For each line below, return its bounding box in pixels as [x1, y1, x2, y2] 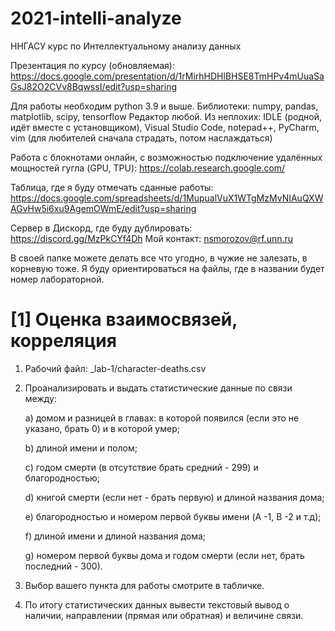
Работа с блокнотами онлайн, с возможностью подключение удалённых [10, 151, 323, 163]
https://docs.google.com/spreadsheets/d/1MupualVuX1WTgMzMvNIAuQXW [10, 192, 324, 204]
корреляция [10, 330, 117, 352]
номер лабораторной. [10, 273, 105, 285]
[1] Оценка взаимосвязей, [10, 308, 238, 331]
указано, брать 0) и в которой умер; [24, 422, 180, 434]
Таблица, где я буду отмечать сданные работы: [10, 181, 214, 193]
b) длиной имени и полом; [24, 442, 138, 454]
